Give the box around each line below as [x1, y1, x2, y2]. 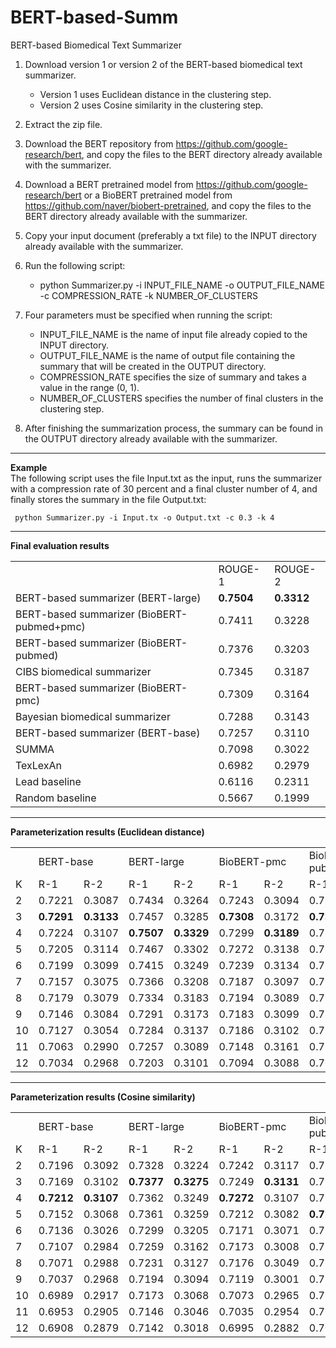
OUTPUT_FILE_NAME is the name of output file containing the [39, 349, 296, 361]
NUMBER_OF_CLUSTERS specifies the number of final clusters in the [39, 392, 324, 404]
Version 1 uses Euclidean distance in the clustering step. [39, 88, 272, 100]
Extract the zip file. [24, 118, 103, 130]
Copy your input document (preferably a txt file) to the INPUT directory [24, 229, 317, 241]
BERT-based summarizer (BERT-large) [15, 591, 202, 605]
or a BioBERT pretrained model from [83, 189, 233, 201]
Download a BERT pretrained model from [24, 178, 194, 190]
